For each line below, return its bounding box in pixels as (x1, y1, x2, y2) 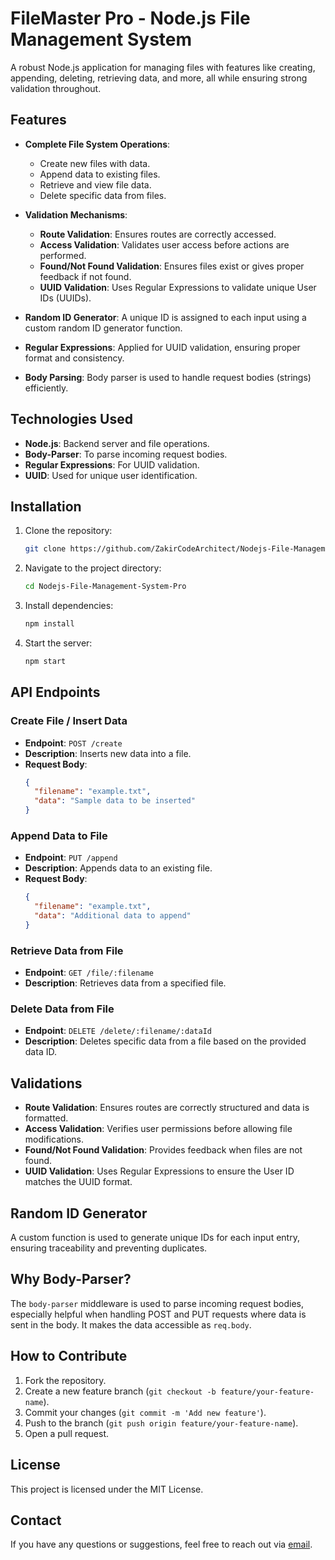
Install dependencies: (24, 600, 114, 612)
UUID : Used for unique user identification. (24, 469, 198, 481)
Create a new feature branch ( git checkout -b (24, 1385, 217, 1397)
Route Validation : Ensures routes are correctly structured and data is (24, 1102, 310, 1114)
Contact (10, 1512, 62, 1529)
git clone (24, 544, 67, 554)
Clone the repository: (24, 525, 113, 537)
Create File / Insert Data (10, 714, 128, 728)
